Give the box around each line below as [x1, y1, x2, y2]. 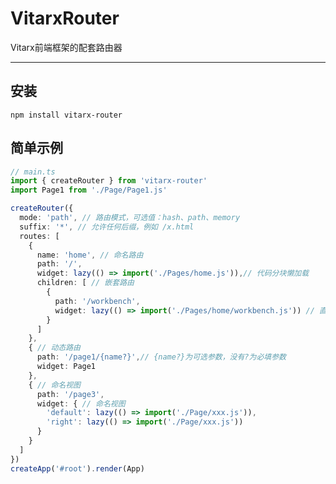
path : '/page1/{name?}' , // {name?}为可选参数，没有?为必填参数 [36, 352, 287, 362]
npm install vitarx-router [10, 110, 123, 120]
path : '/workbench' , [54, 296, 141, 306]
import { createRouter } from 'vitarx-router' [10, 176, 208, 186]
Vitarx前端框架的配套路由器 [10, 41, 123, 53]
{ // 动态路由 [28, 343, 81, 353]
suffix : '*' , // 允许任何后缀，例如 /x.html [19, 222, 195, 232]
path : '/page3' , [36, 389, 105, 399]
